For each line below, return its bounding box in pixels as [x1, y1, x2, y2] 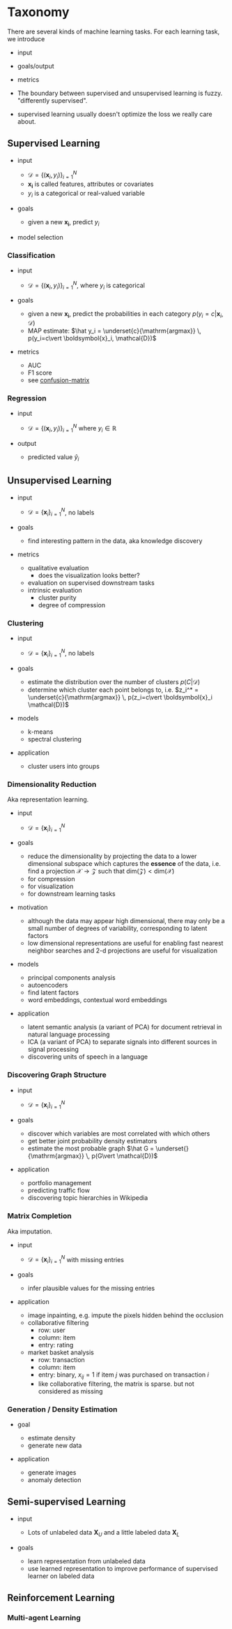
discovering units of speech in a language [27, 1052, 148, 1061]
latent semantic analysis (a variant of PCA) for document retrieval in [27, 1023, 222, 1031]
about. [17, 117, 36, 126]
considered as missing [38, 1387, 103, 1395]
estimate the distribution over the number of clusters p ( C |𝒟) [27, 677, 201, 686]
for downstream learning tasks [27, 890, 116, 898]
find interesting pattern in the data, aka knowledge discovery [27, 536, 203, 545]
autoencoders [27, 981, 68, 990]
